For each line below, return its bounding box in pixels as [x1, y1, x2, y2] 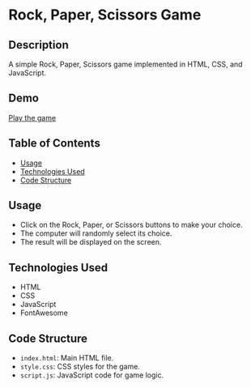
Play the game [8, 113, 57, 122]
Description [8, 38, 69, 52]
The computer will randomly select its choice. [19, 228, 172, 238]
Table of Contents [8, 136, 101, 151]
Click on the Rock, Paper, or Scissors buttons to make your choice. [19, 220, 243, 230]
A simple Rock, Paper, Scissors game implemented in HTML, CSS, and [8, 59, 243, 69]
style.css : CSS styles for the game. [19, 362, 140, 372]
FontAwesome [19, 308, 69, 318]
